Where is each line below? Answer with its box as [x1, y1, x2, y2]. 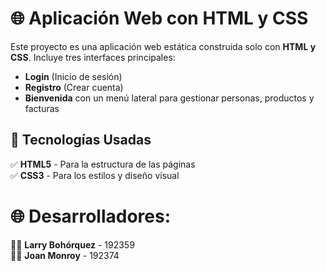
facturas [24, 102, 60, 114]
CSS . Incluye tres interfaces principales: [10, 51, 176, 63]
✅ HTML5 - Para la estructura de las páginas [10, 158, 196, 170]
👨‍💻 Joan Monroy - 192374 [10, 249, 120, 261]
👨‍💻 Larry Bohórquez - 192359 [10, 238, 135, 251]
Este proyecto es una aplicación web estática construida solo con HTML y [10, 40, 317, 52]
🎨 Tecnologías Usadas [10, 132, 152, 149]
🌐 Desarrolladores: [10, 205, 172, 227]
